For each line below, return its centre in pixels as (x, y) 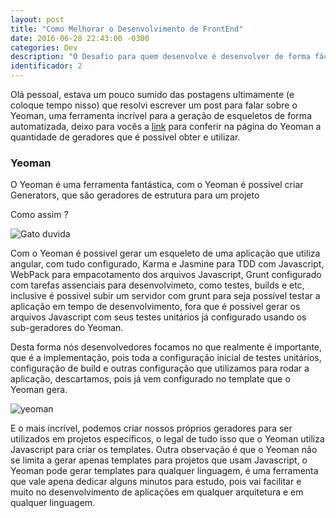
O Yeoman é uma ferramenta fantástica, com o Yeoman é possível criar (157, 185)
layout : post (37, 19)
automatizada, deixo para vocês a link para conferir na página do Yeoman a (166, 126)
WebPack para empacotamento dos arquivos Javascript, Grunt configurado (166, 275)
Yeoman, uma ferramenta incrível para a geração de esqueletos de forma (161, 115)
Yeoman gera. (39, 390)
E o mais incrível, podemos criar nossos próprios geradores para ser (151, 428)
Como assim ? (39, 215)
